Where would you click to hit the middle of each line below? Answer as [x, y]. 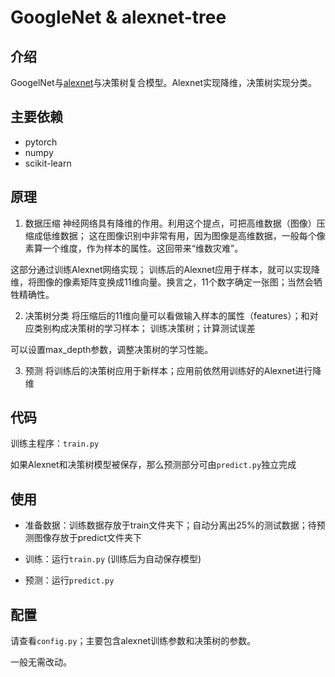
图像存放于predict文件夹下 [88, 538]
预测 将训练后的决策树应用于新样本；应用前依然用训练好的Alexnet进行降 [173, 370]
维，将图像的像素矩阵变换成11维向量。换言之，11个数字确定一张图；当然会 [162, 282]
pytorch [41, 142]
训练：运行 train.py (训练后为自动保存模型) [113, 559]
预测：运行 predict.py [69, 580]
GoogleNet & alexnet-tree [118, 17]
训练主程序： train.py [55, 443]
